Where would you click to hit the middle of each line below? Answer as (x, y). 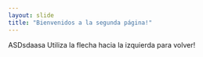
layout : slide (31, 15)
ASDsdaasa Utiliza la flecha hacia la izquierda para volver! (102, 45)
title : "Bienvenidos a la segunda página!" (80, 23)
